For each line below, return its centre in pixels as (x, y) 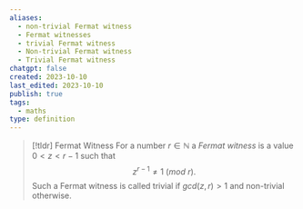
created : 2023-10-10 (49, 77)
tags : (20, 102)
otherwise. (52, 195)
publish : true (36, 94)
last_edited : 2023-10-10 (56, 85)
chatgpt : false (38, 69)
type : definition (42, 119)
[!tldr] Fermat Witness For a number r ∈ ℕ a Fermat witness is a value (162, 145)
